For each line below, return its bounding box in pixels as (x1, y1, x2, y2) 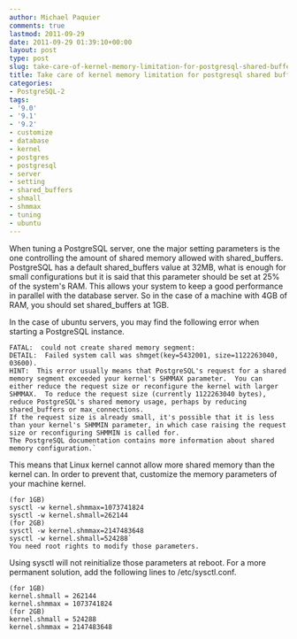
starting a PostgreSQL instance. (9, 326, 126, 336)
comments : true (9, 21, 65, 30)
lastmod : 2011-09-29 (9, 29, 86, 38)
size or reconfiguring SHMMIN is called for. (9, 428, 179, 437)
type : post (9, 54, 49, 63)
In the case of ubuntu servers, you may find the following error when (9, 316, 259, 327)
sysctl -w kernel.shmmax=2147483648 (9, 526, 144, 535)
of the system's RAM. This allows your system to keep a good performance (9, 281, 284, 291)
